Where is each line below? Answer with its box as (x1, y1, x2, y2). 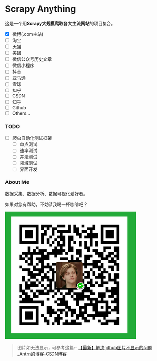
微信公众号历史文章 (12, 56, 52, 62)
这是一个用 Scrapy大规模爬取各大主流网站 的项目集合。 (5, 20, 116, 26)
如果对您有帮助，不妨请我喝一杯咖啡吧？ (5, 201, 88, 207)
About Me (5, 179, 30, 186)
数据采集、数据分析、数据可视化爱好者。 (5, 190, 88, 197)
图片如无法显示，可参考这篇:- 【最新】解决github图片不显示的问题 (17, 344, 152, 350)
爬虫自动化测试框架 (12, 135, 52, 141)
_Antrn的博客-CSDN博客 (17, 351, 67, 357)
